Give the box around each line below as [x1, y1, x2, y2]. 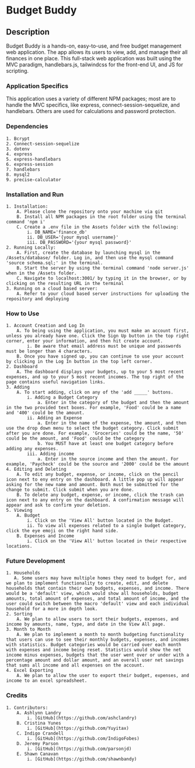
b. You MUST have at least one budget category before [37, 441, 174, 447]
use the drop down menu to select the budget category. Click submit [6, 426, 179, 431]
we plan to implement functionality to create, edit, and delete [6, 580, 168, 586]
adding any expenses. [6, 446, 59, 452]
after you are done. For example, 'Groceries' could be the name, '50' [6, 430, 184, 437]
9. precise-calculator [6, 176, 61, 182]
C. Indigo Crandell [16, 730, 64, 736]
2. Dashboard [6, 364, 38, 370]
